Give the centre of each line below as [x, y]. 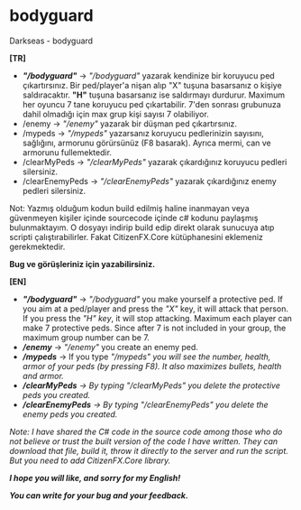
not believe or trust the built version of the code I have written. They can [144, 441]
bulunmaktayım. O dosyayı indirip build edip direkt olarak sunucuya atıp [142, 227]
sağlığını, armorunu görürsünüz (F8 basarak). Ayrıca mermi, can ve [147, 143]
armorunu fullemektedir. [67, 152]
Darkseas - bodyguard [51, 41]
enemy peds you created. [70, 414]
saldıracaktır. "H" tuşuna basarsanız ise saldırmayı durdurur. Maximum [154, 95]
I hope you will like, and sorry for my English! [95, 478]
